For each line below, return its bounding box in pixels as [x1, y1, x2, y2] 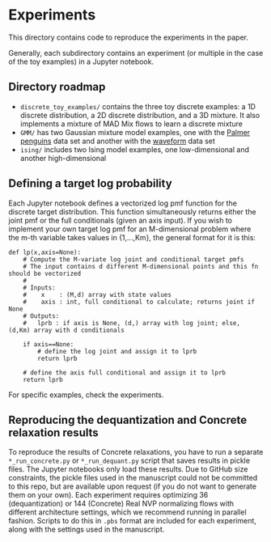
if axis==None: [23, 340, 74, 349]
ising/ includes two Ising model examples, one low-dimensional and [19, 144, 249, 155]
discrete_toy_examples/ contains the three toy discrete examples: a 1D [19, 101, 256, 111]
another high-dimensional [19, 153, 107, 163]
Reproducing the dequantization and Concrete [8, 413, 248, 426]
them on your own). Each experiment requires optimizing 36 [8, 490, 209, 500]
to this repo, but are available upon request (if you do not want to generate [8, 481, 257, 491]
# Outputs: [23, 311, 60, 320]
